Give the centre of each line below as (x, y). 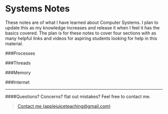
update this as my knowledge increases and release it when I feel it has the (82, 27)
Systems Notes (37, 9)
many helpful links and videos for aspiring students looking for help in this (81, 38)
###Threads (18, 63)
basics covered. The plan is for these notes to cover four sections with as (81, 33)
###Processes (20, 53)
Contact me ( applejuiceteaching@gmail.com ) (64, 106)
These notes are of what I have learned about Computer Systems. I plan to (82, 22)
